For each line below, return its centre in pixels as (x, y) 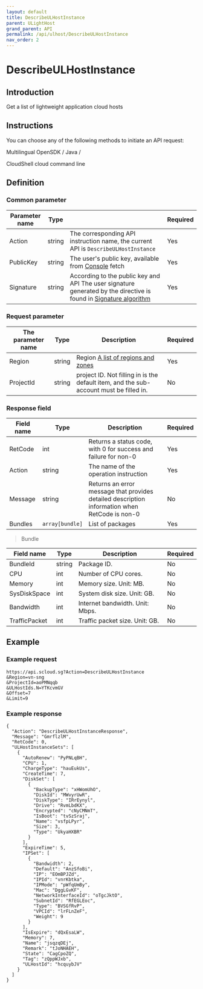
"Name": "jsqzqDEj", (48, 943)
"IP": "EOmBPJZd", (56, 875)
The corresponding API (103, 233)
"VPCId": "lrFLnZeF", (60, 912)
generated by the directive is (110, 291)
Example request (32, 659)
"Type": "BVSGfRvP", (59, 906)
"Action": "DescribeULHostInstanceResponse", (70, 732)
